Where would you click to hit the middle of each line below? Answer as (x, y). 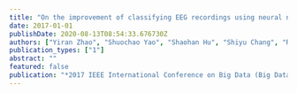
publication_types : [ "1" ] (57, 50)
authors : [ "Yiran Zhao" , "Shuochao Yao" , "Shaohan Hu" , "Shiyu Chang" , (144, 42)
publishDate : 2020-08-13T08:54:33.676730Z (88, 34)
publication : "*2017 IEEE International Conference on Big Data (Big (140, 75)
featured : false (39, 67)
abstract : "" (33, 58)
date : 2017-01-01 (41, 26)
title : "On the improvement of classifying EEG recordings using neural (146, 17)
